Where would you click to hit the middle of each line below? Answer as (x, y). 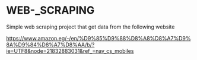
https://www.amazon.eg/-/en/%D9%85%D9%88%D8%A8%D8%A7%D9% (99, 38)
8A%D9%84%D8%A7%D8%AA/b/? (50, 45)
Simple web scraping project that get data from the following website (90, 27)
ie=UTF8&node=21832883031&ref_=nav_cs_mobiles (70, 50)
